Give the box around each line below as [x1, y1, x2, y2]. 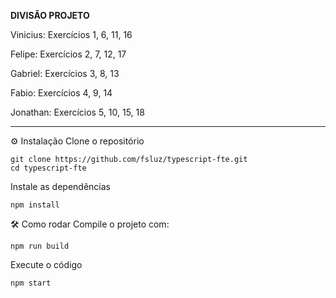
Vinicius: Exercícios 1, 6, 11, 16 [10, 29, 133, 40]
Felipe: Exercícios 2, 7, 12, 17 [10, 48, 127, 60]
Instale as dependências [10, 181, 111, 192]
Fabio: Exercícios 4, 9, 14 [10, 87, 113, 99]
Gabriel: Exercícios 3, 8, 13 [10, 68, 120, 79]
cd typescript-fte [10, 163, 87, 173]
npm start [10, 278, 52, 288]
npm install [10, 200, 60, 210]
